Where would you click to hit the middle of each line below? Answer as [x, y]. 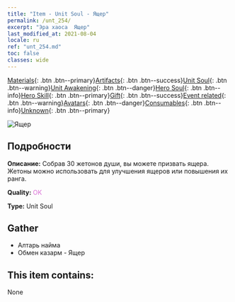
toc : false [23, 54]
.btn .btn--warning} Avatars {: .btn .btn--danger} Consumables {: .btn [105, 103]
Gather [23, 228]
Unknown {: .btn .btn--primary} [65, 110]
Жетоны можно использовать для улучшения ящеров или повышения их [118, 171]
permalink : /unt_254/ [39, 21]
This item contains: [51, 275]
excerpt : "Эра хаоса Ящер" [49, 27]
